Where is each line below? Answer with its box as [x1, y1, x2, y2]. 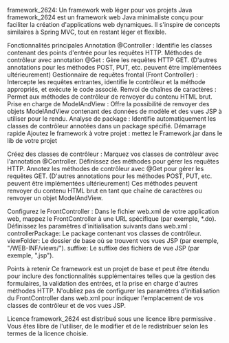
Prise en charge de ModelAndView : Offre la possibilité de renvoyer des [7, 100, 210, 108]
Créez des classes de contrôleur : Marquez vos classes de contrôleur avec [7, 150, 219, 158]
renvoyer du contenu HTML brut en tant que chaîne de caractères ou [7, 186, 203, 195]
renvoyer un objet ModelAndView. [7, 194, 103, 202]
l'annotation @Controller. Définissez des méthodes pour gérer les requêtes [7, 157, 219, 165]
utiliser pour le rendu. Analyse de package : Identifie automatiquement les [7, 115, 217, 123]
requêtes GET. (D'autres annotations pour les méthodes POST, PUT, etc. [7, 172, 212, 180]
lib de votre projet [7, 137, 57, 144]
